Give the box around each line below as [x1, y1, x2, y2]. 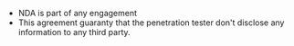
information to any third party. [17, 27, 131, 37]
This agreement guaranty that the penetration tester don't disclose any [17, 17, 285, 28]
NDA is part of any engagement [17, 8, 138, 18]
